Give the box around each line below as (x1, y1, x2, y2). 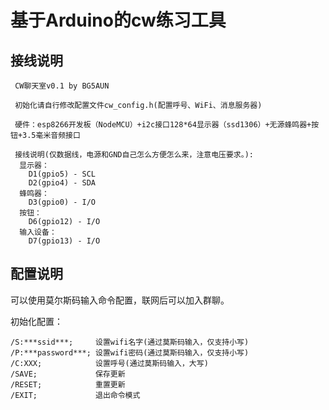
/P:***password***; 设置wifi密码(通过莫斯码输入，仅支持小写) (10, 347, 250, 358)
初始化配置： (10, 315, 63, 327)
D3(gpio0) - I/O (28, 197, 97, 207)
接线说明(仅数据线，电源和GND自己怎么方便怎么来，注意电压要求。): (14, 150, 255, 160)
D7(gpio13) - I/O (28, 236, 101, 246)
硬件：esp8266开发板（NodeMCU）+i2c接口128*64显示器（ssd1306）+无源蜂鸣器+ (14, 120, 312, 130)
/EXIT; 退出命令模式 (10, 390, 141, 400)
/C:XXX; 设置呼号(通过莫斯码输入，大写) (10, 358, 209, 368)
